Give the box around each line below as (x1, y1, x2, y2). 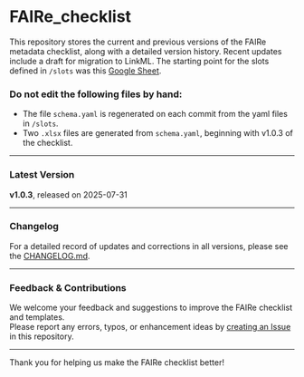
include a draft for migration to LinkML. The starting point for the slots (9, 55, 270, 66)
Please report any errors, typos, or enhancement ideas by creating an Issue (9, 322, 291, 333)
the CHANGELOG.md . (9, 250, 90, 261)
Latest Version (9, 169, 75, 181)
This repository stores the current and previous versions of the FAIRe (9, 36, 267, 47)
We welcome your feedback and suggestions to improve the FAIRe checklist (9, 302, 293, 314)
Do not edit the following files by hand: (9, 88, 183, 101)
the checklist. (22, 138, 73, 149)
